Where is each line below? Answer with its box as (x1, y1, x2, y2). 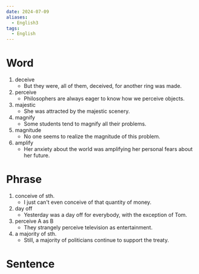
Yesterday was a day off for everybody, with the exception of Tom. (23, 212, 188, 218)
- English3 (11, 20, 39, 26)
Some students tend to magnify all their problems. (23, 120, 147, 128)
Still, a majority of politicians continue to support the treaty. (23, 237, 169, 244)
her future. (23, 152, 50, 159)
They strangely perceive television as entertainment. (23, 224, 153, 231)
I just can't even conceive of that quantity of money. (23, 199, 152, 206)
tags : (6, 25, 20, 32)
